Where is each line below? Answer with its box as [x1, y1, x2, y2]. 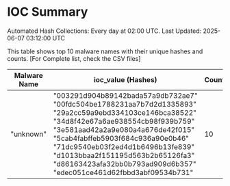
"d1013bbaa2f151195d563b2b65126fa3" [53, 150, 195, 160]
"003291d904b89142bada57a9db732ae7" [53, 90, 198, 100]
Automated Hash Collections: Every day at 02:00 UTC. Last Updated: [7, 27, 202, 35]
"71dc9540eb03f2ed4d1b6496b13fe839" [53, 142, 195, 151]
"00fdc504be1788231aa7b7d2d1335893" [53, 99, 196, 109]
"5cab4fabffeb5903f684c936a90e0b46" [53, 133, 190, 143]
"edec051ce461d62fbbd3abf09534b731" [53, 168, 194, 177]
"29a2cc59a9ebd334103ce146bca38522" [53, 107, 197, 117]
